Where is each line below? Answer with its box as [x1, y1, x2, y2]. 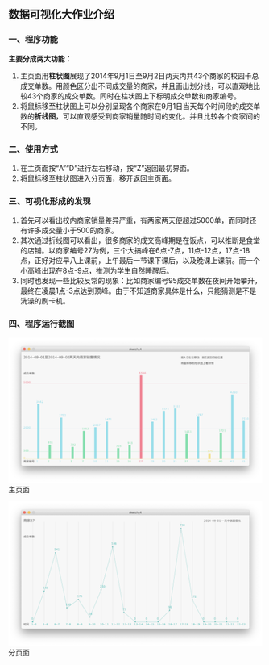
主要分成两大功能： [8, 53, 72, 63]
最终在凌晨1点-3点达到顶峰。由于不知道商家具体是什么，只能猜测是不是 [19, 286, 257, 296]
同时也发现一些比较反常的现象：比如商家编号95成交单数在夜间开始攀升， [19, 276, 262, 286]
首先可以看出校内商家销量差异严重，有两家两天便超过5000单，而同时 [19, 215, 250, 225]
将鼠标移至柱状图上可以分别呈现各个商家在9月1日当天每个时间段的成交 [19, 101, 254, 111]
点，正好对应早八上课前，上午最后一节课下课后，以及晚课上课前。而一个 [19, 256, 260, 266]
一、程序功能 [8, 34, 59, 45]
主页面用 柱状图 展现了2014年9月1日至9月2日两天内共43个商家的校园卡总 [19, 71, 259, 81]
